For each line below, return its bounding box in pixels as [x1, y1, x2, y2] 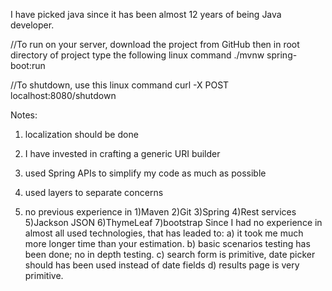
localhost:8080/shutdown [10, 90, 117, 101]
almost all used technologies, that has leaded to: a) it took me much [24, 227, 304, 239]
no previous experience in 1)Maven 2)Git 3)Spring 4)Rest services [24, 206, 297, 218]
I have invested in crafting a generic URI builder [24, 148, 221, 159]
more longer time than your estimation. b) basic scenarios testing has [24, 238, 311, 249]
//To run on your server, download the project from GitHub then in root [10, 39, 300, 50]
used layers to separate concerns [24, 187, 164, 198]
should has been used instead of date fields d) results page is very [24, 259, 300, 271]
